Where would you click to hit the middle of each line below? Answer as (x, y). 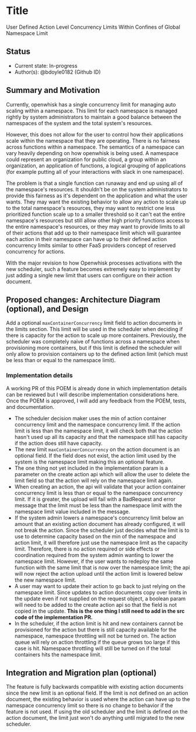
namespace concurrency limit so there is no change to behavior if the (90, 706)
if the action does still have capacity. (58, 443)
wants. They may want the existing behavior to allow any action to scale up (96, 202)
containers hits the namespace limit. (58, 654)
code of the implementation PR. (54, 617)
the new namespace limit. (45, 580)
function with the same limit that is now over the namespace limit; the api (102, 567)
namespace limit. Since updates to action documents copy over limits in (101, 592)
